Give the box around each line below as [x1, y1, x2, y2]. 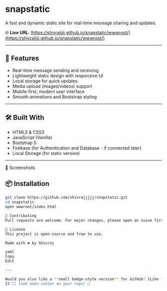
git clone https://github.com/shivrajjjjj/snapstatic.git [5, 195, 128, 200]
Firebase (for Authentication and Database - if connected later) [12, 145, 142, 151]
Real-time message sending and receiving [12, 67, 99, 73]
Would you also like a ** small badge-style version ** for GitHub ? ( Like [5, 277, 159, 282]
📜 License [5, 227, 26, 232]
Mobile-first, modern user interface [12, 88, 85, 94]
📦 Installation [5, 179, 50, 188]
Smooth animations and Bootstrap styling [12, 93, 97, 100]
